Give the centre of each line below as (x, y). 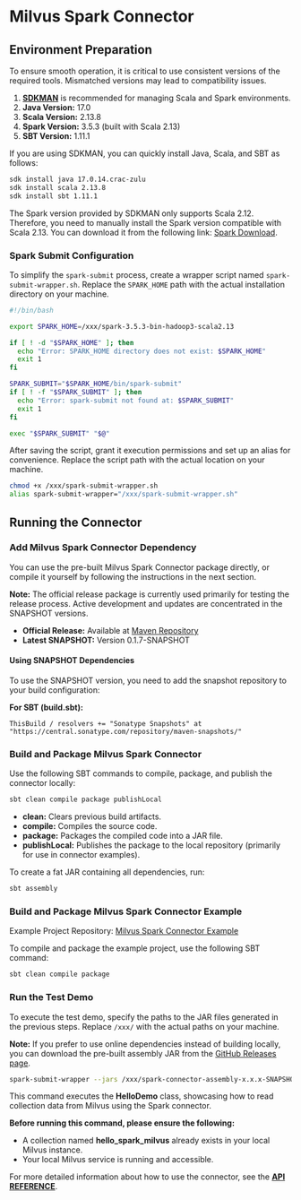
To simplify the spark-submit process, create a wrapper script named (137, 274)
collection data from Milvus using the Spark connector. (111, 1106)
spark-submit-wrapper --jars (64, 1079)
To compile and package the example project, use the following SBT (135, 948)
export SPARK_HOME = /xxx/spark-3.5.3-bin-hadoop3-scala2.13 (122, 326)
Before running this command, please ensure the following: (122, 1123)
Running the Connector (76, 522)
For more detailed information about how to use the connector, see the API (147, 1177)
